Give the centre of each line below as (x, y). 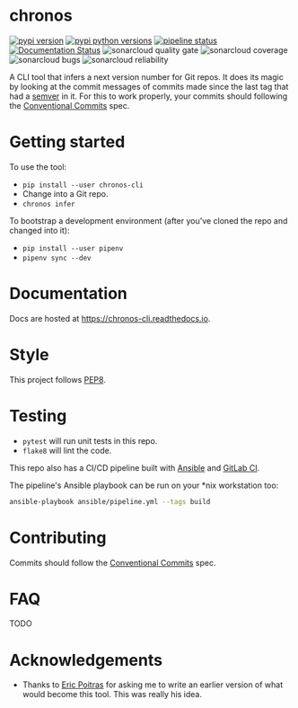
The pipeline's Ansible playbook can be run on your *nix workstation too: (144, 485)
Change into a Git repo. (65, 193)
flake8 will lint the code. (67, 450)
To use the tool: (38, 166)
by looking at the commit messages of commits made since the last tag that (149, 86)
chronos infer (48, 204)
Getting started (67, 142)
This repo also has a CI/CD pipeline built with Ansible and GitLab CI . (135, 467)
